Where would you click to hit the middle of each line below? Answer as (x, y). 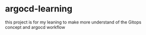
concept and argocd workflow (35, 27)
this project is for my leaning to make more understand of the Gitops (73, 22)
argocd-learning (39, 9)
